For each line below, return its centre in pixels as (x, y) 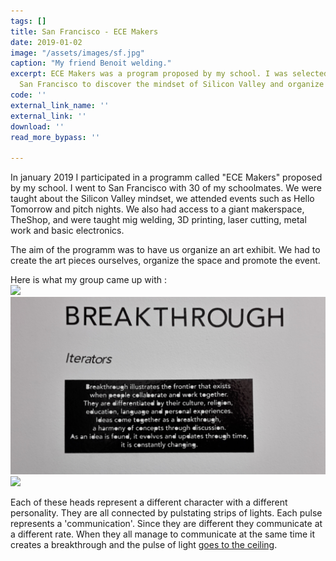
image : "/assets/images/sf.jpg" (77, 53)
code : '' (28, 95)
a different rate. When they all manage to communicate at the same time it (162, 534)
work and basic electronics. (67, 231)
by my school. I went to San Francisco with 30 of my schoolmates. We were (166, 188)
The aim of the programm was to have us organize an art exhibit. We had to (165, 250)
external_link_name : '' (60, 105)
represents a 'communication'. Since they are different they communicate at (166, 523)
